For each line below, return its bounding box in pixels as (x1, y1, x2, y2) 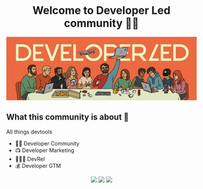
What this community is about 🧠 (6, 112, 129, 123)
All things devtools (6, 128, 53, 135)
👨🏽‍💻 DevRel (14, 155, 45, 162)
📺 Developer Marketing (14, 146, 74, 154)
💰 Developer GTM (14, 162, 62, 169)
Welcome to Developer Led (32, 4, 171, 18)
